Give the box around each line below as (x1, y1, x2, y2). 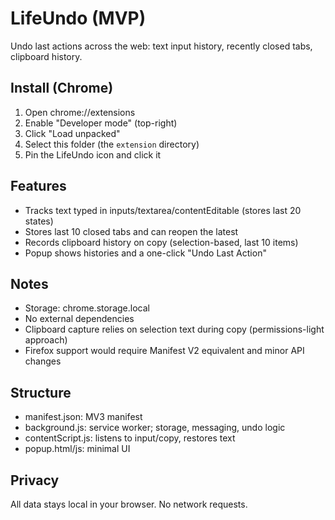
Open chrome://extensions (24, 106, 136, 118)
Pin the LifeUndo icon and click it (24, 148, 162, 161)
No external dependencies (24, 313, 135, 325)
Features (10, 178, 67, 195)
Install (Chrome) (10, 80, 114, 97)
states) (24, 215, 54, 227)
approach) (24, 334, 68, 346)
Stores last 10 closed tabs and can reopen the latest (24, 225, 239, 237)
